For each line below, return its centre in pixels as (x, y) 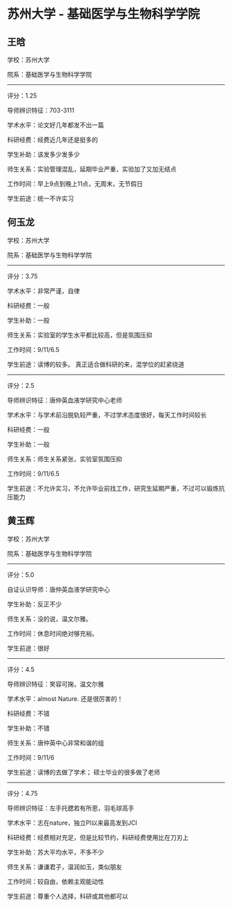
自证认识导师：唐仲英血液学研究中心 (59, 589)
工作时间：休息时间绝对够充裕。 (52, 633)
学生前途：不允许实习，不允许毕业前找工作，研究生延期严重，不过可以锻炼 (113, 488)
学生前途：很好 (28, 648)
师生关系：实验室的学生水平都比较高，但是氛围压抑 (80, 335)
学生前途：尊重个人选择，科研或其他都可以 (68, 896)
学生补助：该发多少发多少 (43, 154)
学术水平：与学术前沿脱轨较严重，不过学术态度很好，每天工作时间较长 (107, 415)
